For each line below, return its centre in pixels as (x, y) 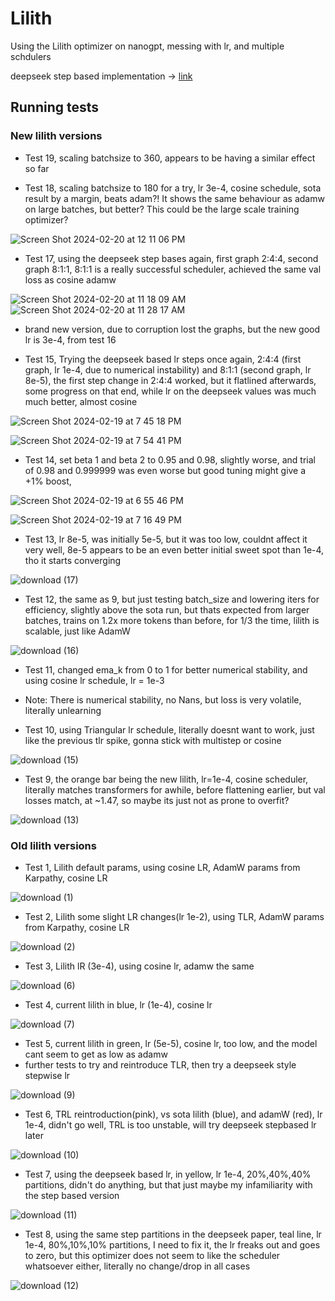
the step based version (72, 1195)
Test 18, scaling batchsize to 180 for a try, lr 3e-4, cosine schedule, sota (173, 188)
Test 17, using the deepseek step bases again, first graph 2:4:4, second (171, 258)
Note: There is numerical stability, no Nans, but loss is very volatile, (163, 699)
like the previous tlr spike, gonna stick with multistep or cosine (153, 740)
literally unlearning (63, 710)
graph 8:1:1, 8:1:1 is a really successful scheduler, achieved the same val (173, 269)
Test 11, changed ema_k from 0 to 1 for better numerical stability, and (166, 669)
